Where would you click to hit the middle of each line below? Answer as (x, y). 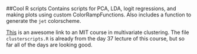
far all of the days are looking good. (49, 45)
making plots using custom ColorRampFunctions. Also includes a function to (99, 15)
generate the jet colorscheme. (44, 21)
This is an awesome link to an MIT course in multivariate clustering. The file (98, 32)
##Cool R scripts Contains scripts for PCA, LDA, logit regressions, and (91, 9)
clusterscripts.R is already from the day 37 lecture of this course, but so (95, 38)
